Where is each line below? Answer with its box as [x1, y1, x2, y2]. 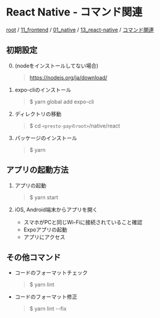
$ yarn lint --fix [29, 305, 67, 312]
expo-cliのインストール [14, 86, 72, 93]
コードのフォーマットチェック [14, 269, 88, 276]
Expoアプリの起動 [23, 226, 68, 233]
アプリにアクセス [23, 233, 65, 240]
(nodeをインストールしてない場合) [14, 62, 99, 69]
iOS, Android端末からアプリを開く [14, 206, 98, 213]
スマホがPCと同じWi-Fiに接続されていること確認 [23, 218, 143, 225]
